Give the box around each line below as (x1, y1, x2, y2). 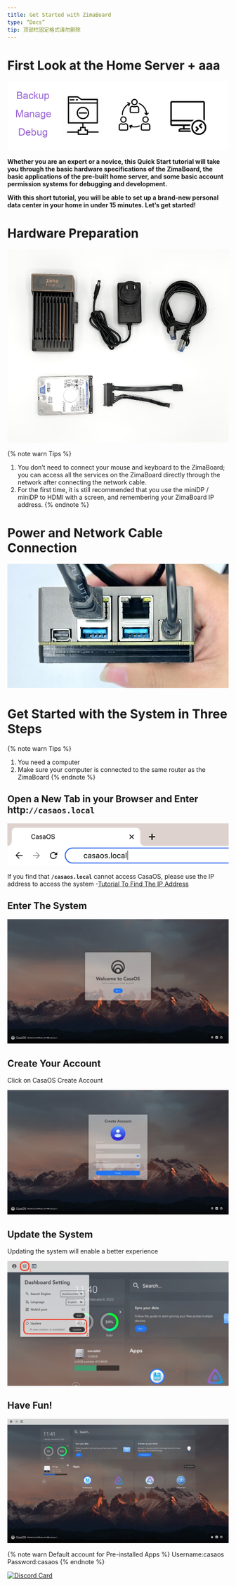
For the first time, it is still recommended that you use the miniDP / (17, 485, 209, 494)
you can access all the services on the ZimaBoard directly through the (17, 470, 221, 479)
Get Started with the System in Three (7, 707, 228, 722)
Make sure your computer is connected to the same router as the (17, 765, 206, 773)
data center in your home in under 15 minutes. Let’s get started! (7, 200, 197, 209)
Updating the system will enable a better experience (7, 1247, 159, 1256)
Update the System (7, 1228, 93, 1240)
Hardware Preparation (7, 226, 139, 241)
